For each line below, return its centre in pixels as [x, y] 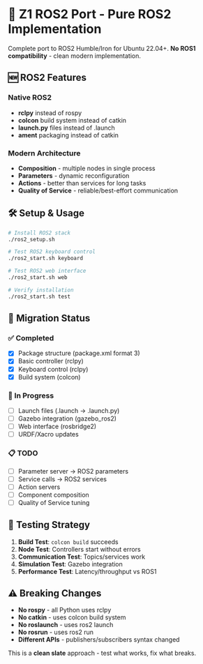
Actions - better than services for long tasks [82, 183]
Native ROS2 [30, 98]
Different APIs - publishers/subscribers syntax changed [99, 640]
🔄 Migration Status [49, 318]
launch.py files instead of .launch [66, 128]
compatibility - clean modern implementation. [75, 56]
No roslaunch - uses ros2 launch [66, 625]
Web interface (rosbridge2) [57, 427]
